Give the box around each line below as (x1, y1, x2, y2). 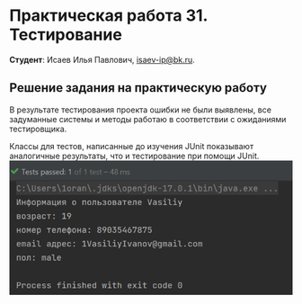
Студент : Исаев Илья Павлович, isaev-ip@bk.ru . (9, 54, 195, 65)
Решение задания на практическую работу (9, 80, 268, 95)
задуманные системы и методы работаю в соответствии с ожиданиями (9, 113, 287, 124)
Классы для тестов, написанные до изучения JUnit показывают (9, 140, 254, 151)
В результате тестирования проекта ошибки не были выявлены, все (9, 104, 272, 115)
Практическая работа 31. (9, 5, 209, 26)
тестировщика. (9, 123, 67, 134)
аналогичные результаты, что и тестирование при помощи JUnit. (9, 150, 260, 161)
